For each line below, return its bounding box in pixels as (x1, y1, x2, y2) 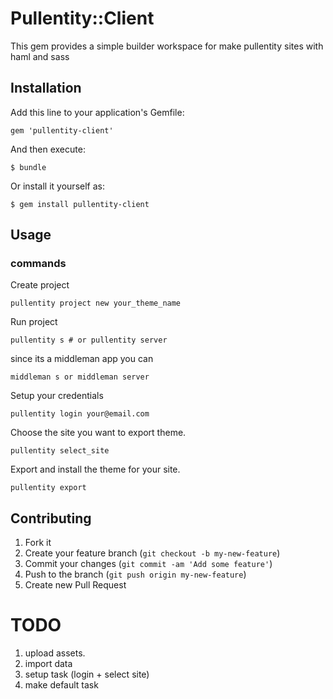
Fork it (24, 537, 52, 549)
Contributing (10, 510, 92, 527)
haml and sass (10, 50, 70, 62)
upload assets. (24, 647, 86, 659)
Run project (10, 316, 58, 328)
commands (10, 257, 67, 271)
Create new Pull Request (24, 579, 127, 591)
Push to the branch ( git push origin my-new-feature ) (24, 568, 247, 581)
